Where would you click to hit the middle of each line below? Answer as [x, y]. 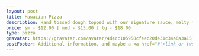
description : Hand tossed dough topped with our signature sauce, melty [98, 22]
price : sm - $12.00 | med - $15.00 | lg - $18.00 [69, 28]
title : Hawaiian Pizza [34, 17]
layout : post [22, 11]
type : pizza [21, 33]
